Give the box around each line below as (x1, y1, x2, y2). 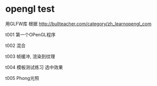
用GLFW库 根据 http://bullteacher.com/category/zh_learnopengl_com (5, 20, 152, 27)
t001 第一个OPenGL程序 (5, 31, 56, 37)
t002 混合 (5, 42, 26, 49)
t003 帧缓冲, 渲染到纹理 (5, 53, 55, 59)
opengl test (5, 3, 55, 15)
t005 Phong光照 (5, 75, 40, 81)
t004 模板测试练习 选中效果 (5, 64, 63, 70)
